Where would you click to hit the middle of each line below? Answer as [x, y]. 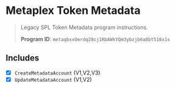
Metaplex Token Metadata [73, 11]
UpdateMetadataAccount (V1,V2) [53, 79]
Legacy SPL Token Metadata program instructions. [84, 27]
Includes [23, 58]
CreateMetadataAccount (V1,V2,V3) [58, 73]
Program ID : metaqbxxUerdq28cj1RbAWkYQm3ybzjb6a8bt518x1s [95, 39]
